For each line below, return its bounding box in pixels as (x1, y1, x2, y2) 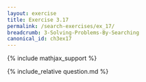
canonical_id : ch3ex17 (7, 36, 72, 42)
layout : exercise (7, 10, 57, 17)
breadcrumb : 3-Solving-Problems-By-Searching (7, 29, 139, 36)
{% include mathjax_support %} (7, 54, 97, 62)
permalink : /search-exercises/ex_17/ (7, 23, 115, 29)
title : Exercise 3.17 (7, 16, 69, 23)
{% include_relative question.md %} (7, 68, 109, 76)
